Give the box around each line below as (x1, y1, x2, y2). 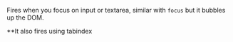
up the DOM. (6, 13, 44, 22)
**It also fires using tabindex (6, 27, 93, 35)
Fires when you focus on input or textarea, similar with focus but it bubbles (6, 6, 226, 14)
